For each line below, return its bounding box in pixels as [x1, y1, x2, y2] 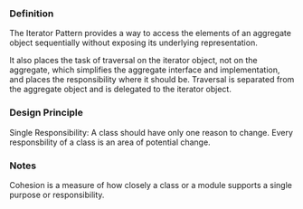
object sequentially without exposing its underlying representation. [9, 37, 258, 48]
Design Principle [9, 107, 84, 119]
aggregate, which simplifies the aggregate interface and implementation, [9, 64, 280, 75]
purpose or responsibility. [9, 189, 105, 200]
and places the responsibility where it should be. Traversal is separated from [9, 74, 295, 85]
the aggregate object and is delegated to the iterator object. [9, 84, 232, 95]
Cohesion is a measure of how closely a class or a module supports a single [9, 179, 292, 190]
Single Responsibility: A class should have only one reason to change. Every [9, 127, 294, 138]
